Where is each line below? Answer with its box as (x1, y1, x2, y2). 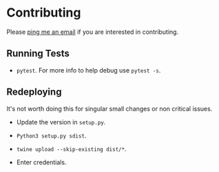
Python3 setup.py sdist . (16, 131, 87, 140)
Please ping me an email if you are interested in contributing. (6, 28, 179, 36)
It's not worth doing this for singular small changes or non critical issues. (6, 104, 213, 113)
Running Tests (6, 48, 70, 59)
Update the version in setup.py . (16, 117, 106, 126)
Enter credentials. (16, 157, 67, 166)
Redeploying (6, 86, 62, 98)
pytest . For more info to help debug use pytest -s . (16, 66, 161, 74)
